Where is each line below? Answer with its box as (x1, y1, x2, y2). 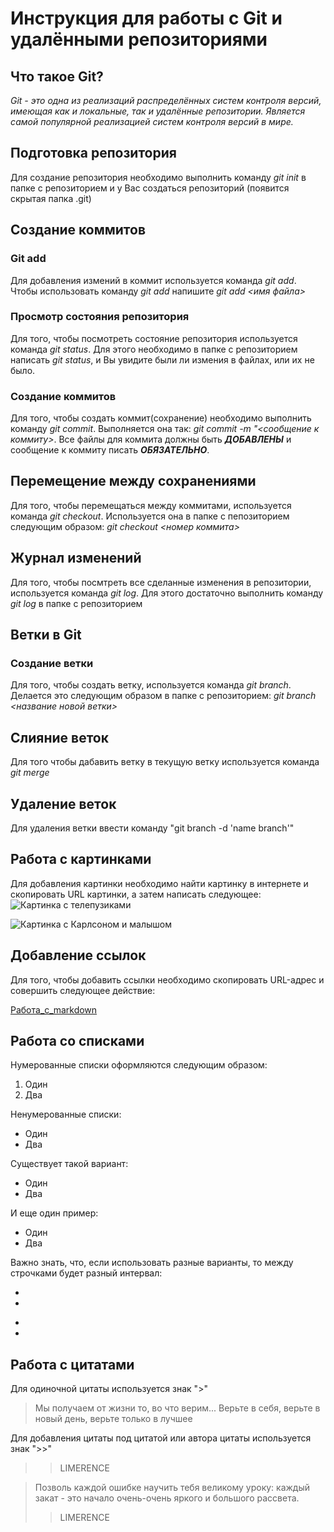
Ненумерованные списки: (10, 1108, 122, 1121)
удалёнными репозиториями (10, 28, 268, 51)
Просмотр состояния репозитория (10, 310, 190, 324)
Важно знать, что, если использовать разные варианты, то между (10, 1257, 294, 1269)
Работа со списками (10, 1033, 145, 1050)
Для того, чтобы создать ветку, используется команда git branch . (10, 679, 292, 691)
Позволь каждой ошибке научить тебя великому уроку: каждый (34, 1482, 311, 1494)
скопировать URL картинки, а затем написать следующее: (10, 888, 262, 900)
